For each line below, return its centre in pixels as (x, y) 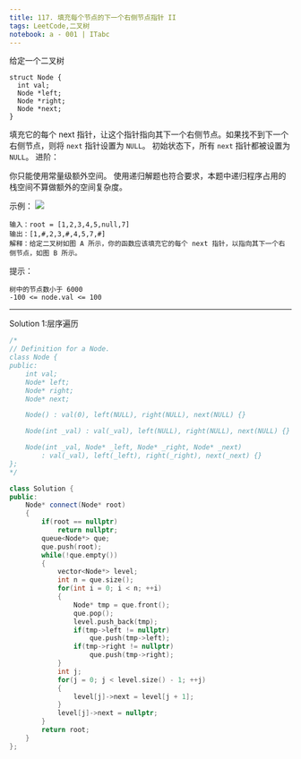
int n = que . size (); (95, 580)
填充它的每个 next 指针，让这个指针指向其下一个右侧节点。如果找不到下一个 (149, 134)
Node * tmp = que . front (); (121, 605)
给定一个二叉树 (37, 61)
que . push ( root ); (72, 547)
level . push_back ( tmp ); (116, 622)
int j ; (69, 671)
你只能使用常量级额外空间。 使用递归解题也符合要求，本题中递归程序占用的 (148, 176)
